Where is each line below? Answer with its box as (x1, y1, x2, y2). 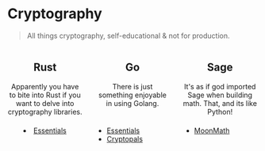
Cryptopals (106, 134, 144, 143)
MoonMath (194, 126, 230, 135)
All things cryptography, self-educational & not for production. (26, 31, 230, 40)
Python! (207, 107, 233, 116)
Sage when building (187, 90, 253, 100)
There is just (112, 81, 153, 91)
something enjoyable (98, 90, 167, 100)
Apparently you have (10, 81, 79, 91)
